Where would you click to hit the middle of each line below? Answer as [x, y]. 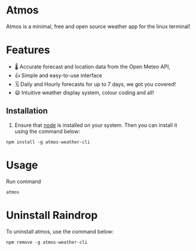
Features [28, 50]
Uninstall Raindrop [52, 215]
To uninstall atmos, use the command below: [60, 231]
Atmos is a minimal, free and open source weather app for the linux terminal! [98, 26]
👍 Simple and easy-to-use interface [58, 75]
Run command [24, 181]
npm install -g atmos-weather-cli [48, 142]
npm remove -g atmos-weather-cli [47, 242]
